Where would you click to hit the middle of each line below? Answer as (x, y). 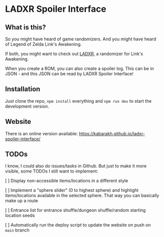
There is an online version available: (41, 133)
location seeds (20, 215)
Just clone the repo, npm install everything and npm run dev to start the (78, 101)
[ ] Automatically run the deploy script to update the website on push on (78, 225)
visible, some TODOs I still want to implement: (52, 171)
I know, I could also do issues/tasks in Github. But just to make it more (76, 166)
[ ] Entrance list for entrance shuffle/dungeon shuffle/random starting (76, 210)
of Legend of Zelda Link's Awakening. (44, 44)
